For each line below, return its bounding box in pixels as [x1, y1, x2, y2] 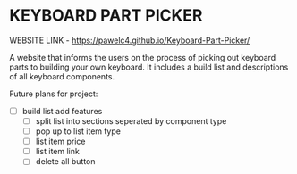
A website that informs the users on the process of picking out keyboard [9, 52, 276, 62]
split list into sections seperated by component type [35, 116, 227, 126]
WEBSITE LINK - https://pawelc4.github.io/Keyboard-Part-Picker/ [9, 35, 250, 46]
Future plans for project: [9, 88, 98, 99]
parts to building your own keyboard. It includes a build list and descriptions [9, 62, 289, 72]
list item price [35, 136, 86, 147]
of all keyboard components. [9, 70, 115, 81]
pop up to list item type [35, 126, 121, 137]
